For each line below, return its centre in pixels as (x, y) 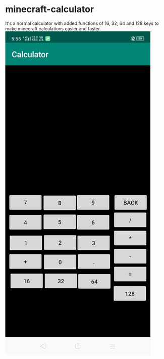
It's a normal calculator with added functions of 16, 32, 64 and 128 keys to (82, 23)
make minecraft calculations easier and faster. (53, 28)
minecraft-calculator (50, 9)
